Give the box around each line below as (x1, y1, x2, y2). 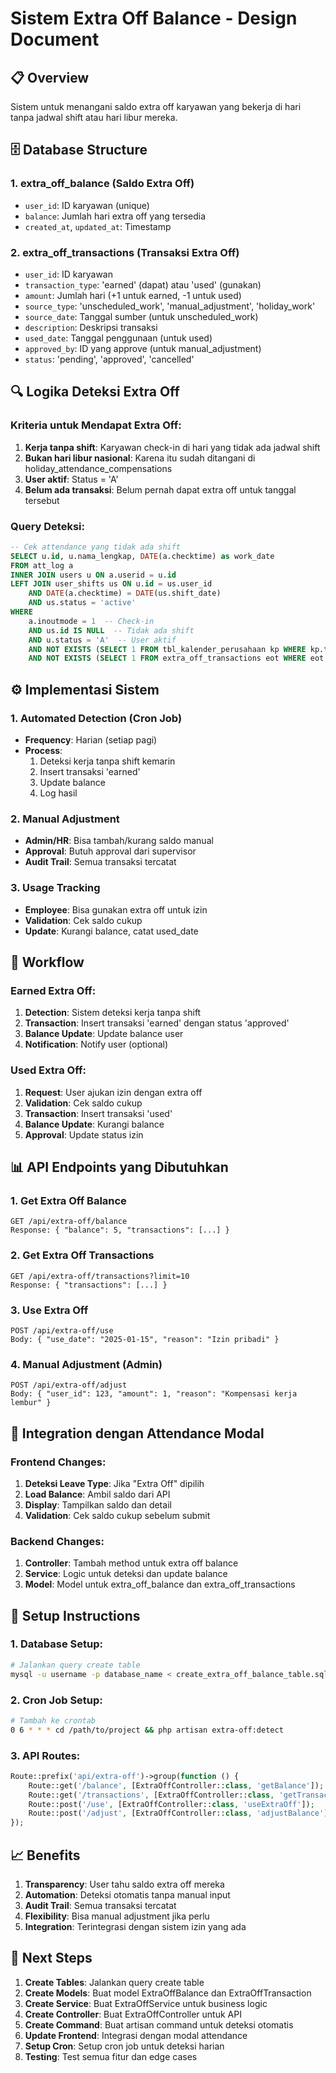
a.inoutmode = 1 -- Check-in (28, 616, 155, 626)
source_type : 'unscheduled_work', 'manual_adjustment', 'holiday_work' (24, 300, 316, 312)
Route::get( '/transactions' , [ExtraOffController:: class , (28, 1790, 275, 1800)
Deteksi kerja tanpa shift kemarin (39, 755, 176, 767)
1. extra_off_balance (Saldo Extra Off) (10, 177, 195, 191)
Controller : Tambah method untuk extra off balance (24, 1557, 239, 1569)
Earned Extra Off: (10, 983, 97, 997)
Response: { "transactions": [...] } (10, 1280, 168, 1290)
